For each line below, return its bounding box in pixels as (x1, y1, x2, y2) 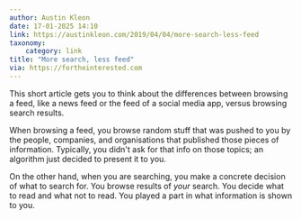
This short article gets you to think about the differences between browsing (9, 87, 288, 99)
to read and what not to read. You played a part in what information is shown (9, 190, 293, 201)
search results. (9, 107, 65, 118)
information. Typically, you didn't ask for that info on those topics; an (9, 143, 263, 154)
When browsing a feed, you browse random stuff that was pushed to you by (9, 124, 291, 135)
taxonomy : (9, 38, 47, 48)
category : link (25, 47, 83, 56)
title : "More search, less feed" (9, 55, 135, 64)
